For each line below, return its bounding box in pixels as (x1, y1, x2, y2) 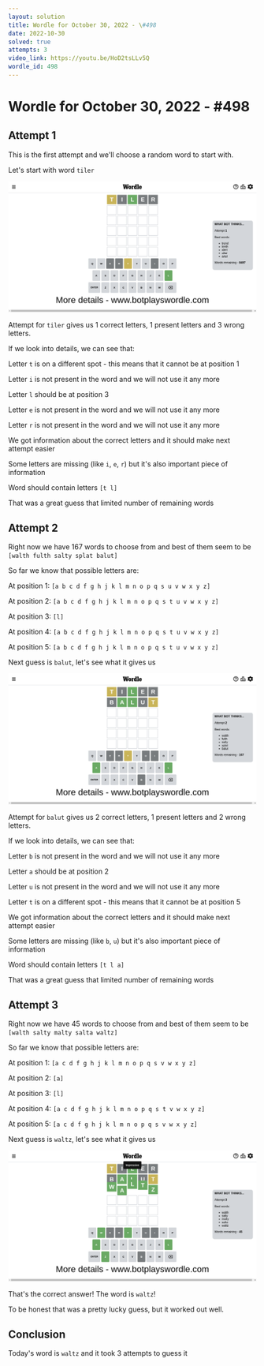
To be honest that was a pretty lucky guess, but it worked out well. (8, 1304, 225, 1314)
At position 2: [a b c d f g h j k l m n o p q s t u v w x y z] (8, 596, 219, 605)
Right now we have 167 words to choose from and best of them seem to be (8, 541, 251, 552)
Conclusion (8, 1327, 66, 1341)
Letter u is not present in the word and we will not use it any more (8, 882, 221, 892)
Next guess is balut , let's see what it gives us (8, 657, 156, 667)
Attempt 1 (8, 129, 57, 142)
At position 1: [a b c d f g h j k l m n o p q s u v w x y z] (8, 581, 211, 590)
